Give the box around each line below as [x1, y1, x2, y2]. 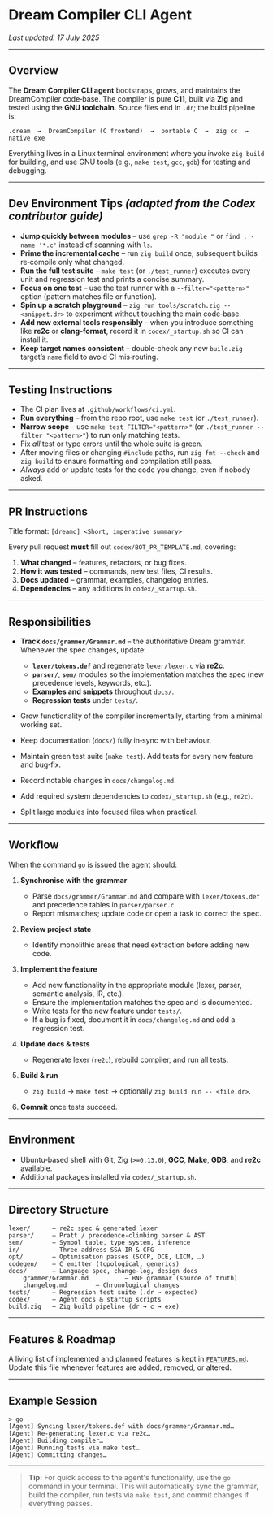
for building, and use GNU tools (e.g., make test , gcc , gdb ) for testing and [8, 157, 251, 167]
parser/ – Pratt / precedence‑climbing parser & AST [8, 1232, 206, 1240]
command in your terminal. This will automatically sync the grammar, [28, 1481, 258, 1492]
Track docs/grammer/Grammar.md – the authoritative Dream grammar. [19, 636, 246, 646]
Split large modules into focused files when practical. [19, 807, 198, 816]
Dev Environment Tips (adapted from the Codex [8, 197, 256, 210]
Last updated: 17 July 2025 [8, 32, 100, 42]
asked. [19, 474, 43, 483]
